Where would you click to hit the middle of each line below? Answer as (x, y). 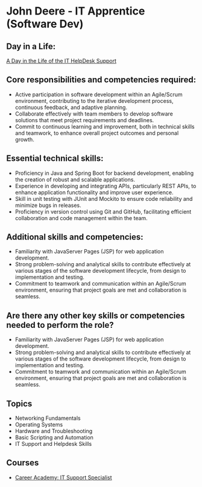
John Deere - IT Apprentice (76, 11)
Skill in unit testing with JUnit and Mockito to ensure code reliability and (104, 198)
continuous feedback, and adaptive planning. (71, 107)
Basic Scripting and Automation (54, 437)
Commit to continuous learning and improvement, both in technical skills (105, 126)
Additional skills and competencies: (75, 237)
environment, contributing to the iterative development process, (94, 100)
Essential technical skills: (55, 159)
